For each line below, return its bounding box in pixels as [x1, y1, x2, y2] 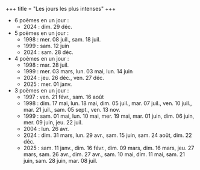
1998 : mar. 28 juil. [23, 61, 69, 68]
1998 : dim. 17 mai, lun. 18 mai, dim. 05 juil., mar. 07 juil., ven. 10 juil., [23, 100, 192, 107]
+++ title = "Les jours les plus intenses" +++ [5, 5, 116, 12]
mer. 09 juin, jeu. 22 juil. [23, 119, 83, 126]
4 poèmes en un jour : [14, 55, 69, 62]
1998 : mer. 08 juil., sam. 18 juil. [23, 36, 101, 43]
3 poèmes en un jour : [14, 87, 69, 94]
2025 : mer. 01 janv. [23, 80, 72, 88]
